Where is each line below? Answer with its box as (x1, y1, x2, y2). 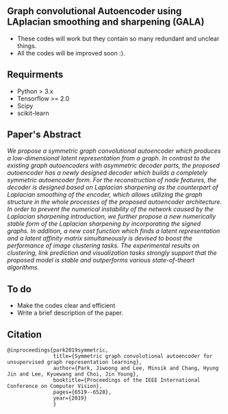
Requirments (7, 69, 64, 81)
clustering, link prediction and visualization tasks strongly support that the (7, 249, 217, 257)
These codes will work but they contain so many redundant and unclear (16, 34, 220, 42)
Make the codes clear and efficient (16, 302, 116, 310)
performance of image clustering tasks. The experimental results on (7, 241, 200, 249)
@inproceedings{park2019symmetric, (7, 347, 109, 354)
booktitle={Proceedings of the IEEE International (53, 377, 201, 384)
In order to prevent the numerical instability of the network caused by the (7, 205, 214, 213)
